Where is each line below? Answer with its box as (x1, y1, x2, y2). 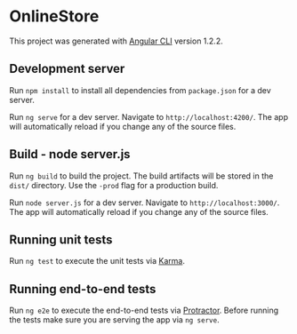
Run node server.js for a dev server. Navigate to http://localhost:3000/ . (9, 197, 280, 208)
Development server (9, 61, 125, 76)
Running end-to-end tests (9, 282, 157, 297)
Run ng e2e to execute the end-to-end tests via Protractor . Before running (9, 305, 279, 316)
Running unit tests (9, 232, 113, 247)
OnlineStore (9, 6, 100, 27)
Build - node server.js (9, 147, 131, 162)
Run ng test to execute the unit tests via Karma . (9, 256, 185, 266)
